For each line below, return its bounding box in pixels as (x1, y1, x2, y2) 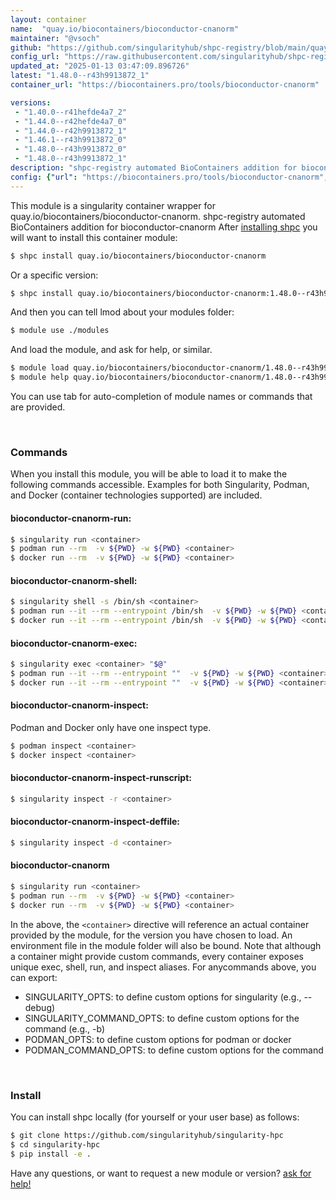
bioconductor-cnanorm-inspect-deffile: (10, 816, 180, 828)
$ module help (10, 372, 70, 383)
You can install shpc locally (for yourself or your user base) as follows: (10, 1111, 300, 1123)
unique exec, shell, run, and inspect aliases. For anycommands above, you (10, 961, 317, 973)
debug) (24, 1001, 56, 1013)
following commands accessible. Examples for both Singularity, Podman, (10, 479, 310, 491)
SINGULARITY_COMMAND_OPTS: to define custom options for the (24, 1012, 300, 1024)
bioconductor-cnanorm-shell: (10, 574, 138, 586)
